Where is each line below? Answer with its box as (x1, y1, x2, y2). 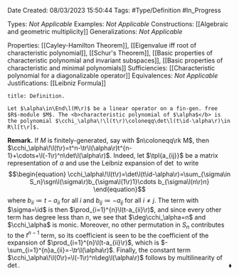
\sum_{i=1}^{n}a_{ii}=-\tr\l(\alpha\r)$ (7, 246, 114, 254)
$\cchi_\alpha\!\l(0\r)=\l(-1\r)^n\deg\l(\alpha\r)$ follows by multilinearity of (7, 254, 223, 262)
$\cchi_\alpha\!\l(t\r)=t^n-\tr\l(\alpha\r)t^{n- (7, 144, 132, 152)
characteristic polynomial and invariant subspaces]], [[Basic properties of (7, 56, 223, 65)
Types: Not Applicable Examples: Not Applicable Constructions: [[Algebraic (7, 20, 229, 28)
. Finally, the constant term (112, 246, 191, 254)
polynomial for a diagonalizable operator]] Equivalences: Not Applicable (7, 71, 218, 80)
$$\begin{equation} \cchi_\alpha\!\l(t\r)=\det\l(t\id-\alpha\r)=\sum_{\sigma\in (8, 170, 231, 178)
